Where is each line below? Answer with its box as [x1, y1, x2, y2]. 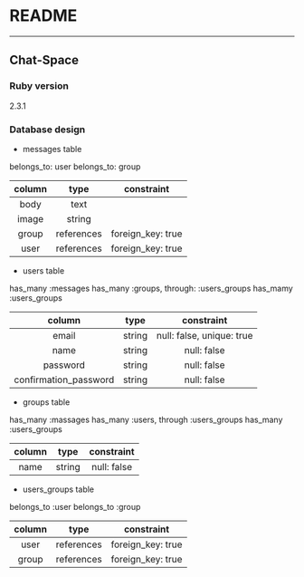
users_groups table [22, 484, 95, 495]
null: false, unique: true [157, 329, 253, 341]
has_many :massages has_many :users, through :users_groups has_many [9, 414, 283, 425]
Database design [9, 123, 86, 136]
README [9, 5, 78, 26]
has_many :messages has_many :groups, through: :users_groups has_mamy [9, 283, 294, 293]
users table [22, 264, 65, 276]
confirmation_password [14, 373, 115, 386]
